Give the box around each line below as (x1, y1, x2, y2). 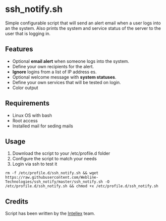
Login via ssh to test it (12, 161, 57, 167)
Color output (12, 85, 39, 91)
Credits (5, 197, 29, 206)
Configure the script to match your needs (12, 156, 97, 162)
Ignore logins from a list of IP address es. (12, 69, 97, 75)
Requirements (5, 99, 50, 108)
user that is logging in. (5, 30, 51, 36)
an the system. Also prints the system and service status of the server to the (5, 25, 161, 31)
